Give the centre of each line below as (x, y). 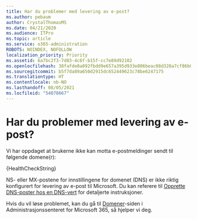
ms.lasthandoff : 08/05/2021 (40, 88)
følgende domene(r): (31, 157)
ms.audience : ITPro (30, 33)
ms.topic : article (28, 39)
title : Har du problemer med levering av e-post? (68, 11)
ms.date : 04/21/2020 (31, 28)
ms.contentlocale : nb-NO (36, 83)
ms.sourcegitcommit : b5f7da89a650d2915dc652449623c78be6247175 (85, 71)
